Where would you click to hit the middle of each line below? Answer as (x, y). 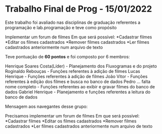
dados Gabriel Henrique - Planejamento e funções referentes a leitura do (78, 92)
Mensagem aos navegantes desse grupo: (46, 106)
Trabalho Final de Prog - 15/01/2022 (79, 9)
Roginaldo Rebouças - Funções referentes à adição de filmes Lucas (73, 71)
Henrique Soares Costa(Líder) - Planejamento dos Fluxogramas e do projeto (81, 66)
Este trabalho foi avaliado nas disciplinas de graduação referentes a (73, 22)
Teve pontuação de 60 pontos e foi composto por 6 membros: (67, 56)
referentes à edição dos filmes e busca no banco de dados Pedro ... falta (78, 82)
